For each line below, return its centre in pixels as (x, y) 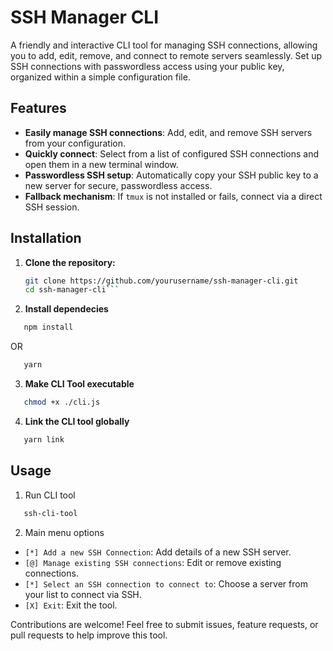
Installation (46, 238)
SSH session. (52, 207)
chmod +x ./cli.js (62, 402)
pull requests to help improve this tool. (89, 635)
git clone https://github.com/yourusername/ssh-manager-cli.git (161, 281)
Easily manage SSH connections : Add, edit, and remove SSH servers (168, 132)
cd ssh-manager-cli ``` (72, 290)
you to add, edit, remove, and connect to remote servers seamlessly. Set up (166, 55)
